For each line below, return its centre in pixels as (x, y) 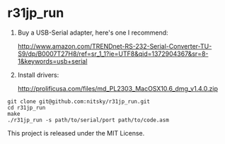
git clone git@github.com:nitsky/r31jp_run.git (79, 101)
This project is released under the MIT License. (76, 133)
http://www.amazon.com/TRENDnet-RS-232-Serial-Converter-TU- (115, 46)
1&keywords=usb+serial (52, 61)
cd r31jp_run (27, 107)
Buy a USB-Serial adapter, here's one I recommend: (93, 32)
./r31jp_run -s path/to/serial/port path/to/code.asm (88, 120)
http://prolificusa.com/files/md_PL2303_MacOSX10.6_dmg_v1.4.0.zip (117, 88)
